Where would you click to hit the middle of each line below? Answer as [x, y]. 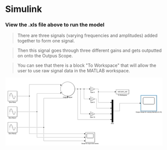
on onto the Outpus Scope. [45, 56]
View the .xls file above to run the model [55, 25]
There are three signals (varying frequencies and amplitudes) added [87, 35]
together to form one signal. [46, 41]
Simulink [24, 9]
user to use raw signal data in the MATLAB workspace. [74, 71]
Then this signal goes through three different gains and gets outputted [89, 50]
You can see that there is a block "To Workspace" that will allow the [87, 65]
